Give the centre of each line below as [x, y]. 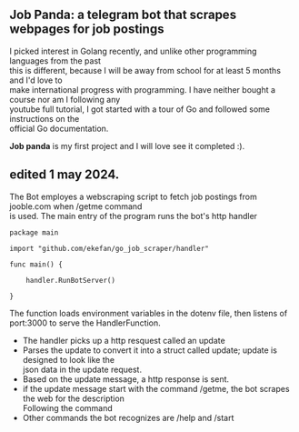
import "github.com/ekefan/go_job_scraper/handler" [109, 248]
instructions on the [45, 118]
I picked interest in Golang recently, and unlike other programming [133, 51]
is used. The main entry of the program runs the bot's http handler [133, 216]
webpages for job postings [87, 30]
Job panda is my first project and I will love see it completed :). [127, 146]
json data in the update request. [82, 369]
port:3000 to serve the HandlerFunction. [85, 323]
